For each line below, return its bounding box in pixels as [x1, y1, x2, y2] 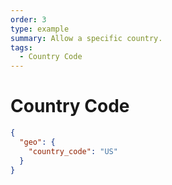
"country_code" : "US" [28, 146, 118, 156]
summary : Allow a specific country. [10, 33, 163, 43]
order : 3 [10, 14, 47, 25]
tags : [10, 42, 33, 53]
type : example [10, 24, 70, 34]
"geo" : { [19, 137, 56, 147]
